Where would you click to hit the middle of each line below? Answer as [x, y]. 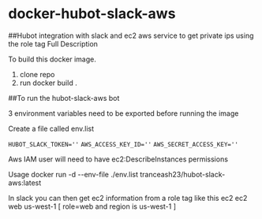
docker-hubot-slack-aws [92, 14]
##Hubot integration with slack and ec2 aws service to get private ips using [131, 35]
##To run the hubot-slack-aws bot [64, 98]
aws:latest [25, 183]
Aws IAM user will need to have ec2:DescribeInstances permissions [118, 159]
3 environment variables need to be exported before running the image [124, 113]
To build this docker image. [52, 59]
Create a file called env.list [51, 128]
